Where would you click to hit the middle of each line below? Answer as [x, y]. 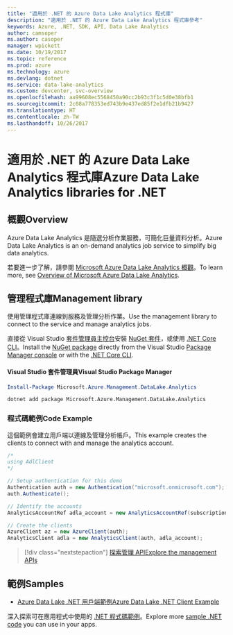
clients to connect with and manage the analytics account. [90, 443]
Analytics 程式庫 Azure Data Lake [103, 177]
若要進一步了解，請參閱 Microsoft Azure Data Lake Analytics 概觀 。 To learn [115, 267]
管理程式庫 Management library [75, 298]
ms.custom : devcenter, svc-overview [60, 91]
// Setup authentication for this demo [65, 481]
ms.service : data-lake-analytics [55, 85]
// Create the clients [40, 525]
